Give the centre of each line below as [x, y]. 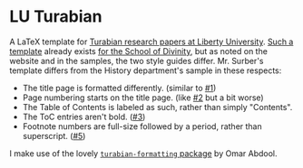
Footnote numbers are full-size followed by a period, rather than [142, 126]
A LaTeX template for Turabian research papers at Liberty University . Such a [151, 42]
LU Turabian [56, 17]
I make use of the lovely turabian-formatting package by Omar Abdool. [144, 153]
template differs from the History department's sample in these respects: [146, 70]
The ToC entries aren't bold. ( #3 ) [84, 117]
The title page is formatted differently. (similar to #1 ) [119, 88]
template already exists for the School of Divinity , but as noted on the [138, 51]
